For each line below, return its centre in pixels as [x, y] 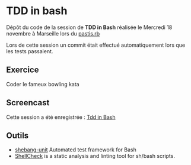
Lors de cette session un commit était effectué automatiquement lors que [96, 45]
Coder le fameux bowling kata [43, 84]
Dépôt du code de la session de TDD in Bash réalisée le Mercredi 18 [89, 27]
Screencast [28, 103]
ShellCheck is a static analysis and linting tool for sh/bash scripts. [95, 156]
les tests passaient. [30, 51]
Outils [17, 135]
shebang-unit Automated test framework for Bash [75, 150]
